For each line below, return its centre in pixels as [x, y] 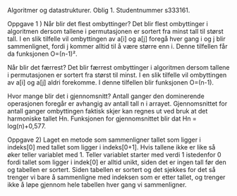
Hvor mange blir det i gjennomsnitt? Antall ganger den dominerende [106, 96]
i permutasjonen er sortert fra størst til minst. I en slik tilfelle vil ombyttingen [117, 75]
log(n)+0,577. [27, 126]
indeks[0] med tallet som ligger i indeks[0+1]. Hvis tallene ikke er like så [111, 147]
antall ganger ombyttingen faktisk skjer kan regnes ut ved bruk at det [108, 111]
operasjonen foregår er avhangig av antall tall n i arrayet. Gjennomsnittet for [117, 104]
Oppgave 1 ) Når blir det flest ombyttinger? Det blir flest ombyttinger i [108, 24]
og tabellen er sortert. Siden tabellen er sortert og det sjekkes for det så [112, 170]
